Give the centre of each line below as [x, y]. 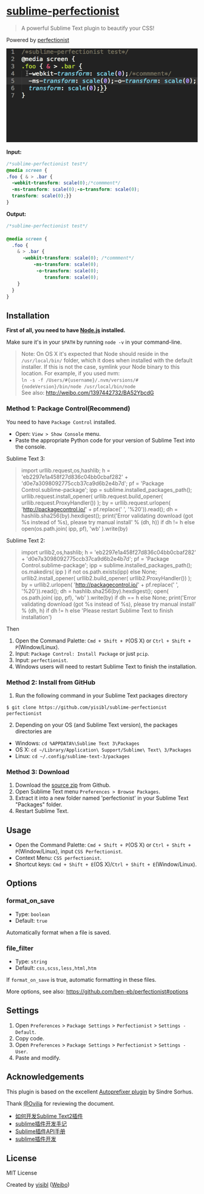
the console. [31, 447]
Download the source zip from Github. [63, 785]
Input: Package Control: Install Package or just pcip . [82, 653]
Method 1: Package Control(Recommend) [68, 408]
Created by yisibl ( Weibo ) [38, 1185]
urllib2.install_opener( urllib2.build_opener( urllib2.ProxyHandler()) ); [107, 578]
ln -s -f [32, 380]
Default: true [31, 920]
